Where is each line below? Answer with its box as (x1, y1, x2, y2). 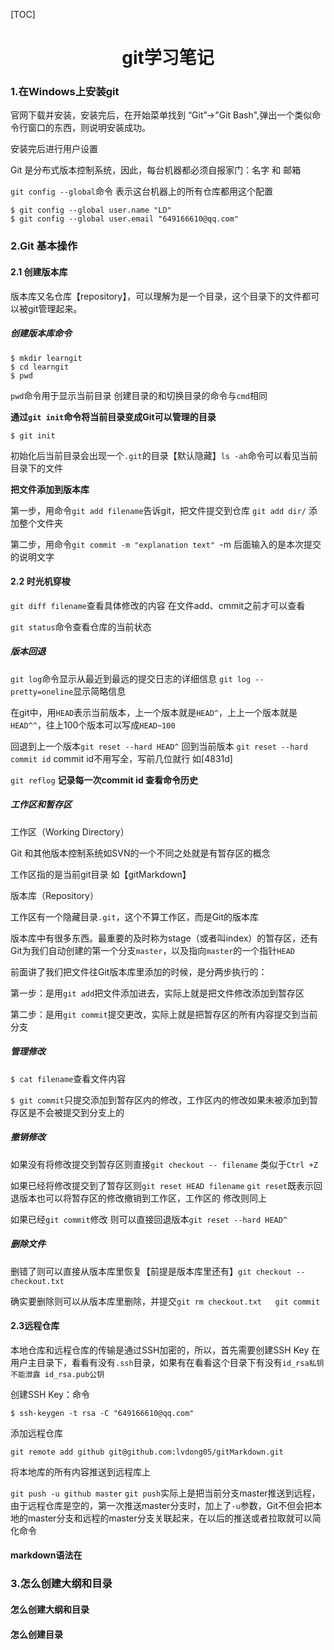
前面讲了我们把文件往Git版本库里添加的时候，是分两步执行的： (10, 965, 268, 978)
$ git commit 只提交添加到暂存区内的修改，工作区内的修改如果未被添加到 (10, 1094, 310, 1106)
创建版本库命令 (10, 327, 72, 339)
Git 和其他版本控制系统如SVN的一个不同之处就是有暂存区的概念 (10, 847, 271, 859)
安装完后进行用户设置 (10, 143, 98, 155)
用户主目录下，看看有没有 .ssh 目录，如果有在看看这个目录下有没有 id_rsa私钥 (10, 1356, 325, 1368)
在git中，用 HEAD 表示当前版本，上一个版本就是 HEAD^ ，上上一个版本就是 (10, 706, 298, 718)
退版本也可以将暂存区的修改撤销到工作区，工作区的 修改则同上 (10, 1192, 267, 1204)
